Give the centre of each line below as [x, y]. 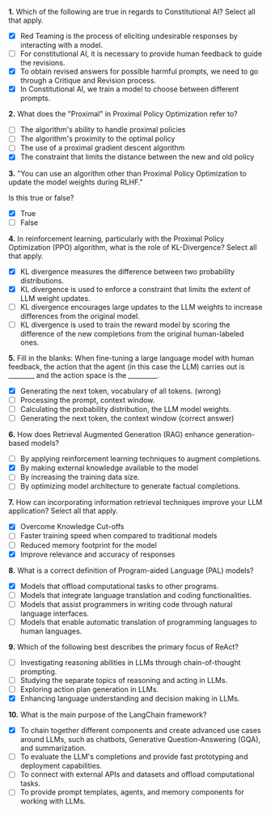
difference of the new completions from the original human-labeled [132, 333]
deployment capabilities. [61, 766]
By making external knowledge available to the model [109, 468]
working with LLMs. [53, 801]
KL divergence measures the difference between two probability [127, 271]
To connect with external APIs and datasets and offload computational [137, 774]
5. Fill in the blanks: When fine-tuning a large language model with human [131, 358]
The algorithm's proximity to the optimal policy [97, 139]
